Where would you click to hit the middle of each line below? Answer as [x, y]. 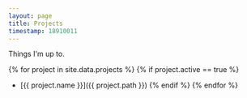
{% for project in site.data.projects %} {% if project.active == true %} [124, 70]
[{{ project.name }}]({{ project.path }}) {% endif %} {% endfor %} [129, 85]
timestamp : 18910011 [43, 31]
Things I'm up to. [36, 54]
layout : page [30, 16]
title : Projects [36, 23]
